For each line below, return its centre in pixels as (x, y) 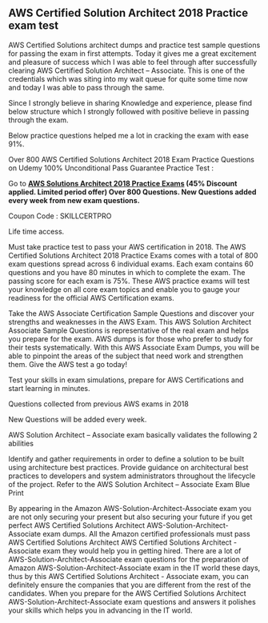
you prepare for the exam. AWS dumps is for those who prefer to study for (131, 338)
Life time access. (36, 231)
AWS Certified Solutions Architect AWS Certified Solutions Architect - (123, 542)
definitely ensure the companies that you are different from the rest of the (130, 585)
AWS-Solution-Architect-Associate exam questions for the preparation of (129, 559)
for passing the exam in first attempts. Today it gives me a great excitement (132, 53)
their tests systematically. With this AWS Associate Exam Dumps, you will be (134, 347)
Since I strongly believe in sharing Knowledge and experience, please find (130, 102)
